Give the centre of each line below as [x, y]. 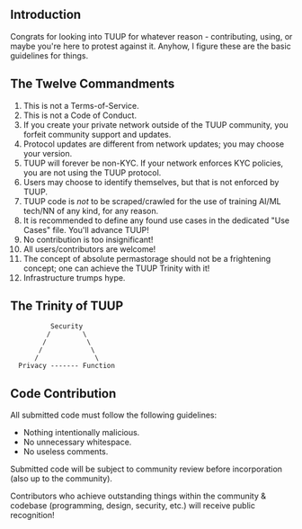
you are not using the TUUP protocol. [92, 172]
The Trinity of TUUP [67, 306]
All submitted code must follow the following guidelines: [114, 415]
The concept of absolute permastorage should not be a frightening [147, 258]
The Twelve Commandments [93, 84]
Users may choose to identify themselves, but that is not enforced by [151, 182]
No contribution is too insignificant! [88, 239]
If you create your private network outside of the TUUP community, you [155, 124]
